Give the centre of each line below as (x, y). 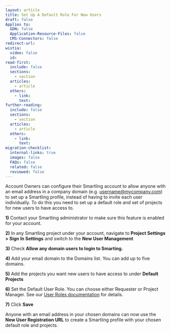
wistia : (14, 48)
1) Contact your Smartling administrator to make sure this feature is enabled (85, 218)
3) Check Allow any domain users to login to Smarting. (64, 249)
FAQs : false (23, 162)
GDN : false (21, 29)
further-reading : (24, 105)
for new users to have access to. (40, 208)
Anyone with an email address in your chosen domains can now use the (81, 315)
